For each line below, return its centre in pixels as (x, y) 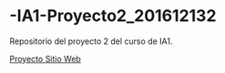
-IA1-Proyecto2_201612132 (113, 16)
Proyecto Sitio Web (46, 58)
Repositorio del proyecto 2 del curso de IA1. (91, 41)
